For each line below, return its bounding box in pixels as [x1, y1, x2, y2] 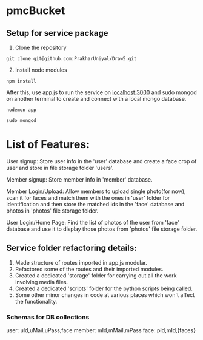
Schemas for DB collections [6, 313, 90, 321]
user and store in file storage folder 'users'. [6, 164, 114, 171]
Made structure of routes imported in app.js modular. [15, 259, 147, 266]
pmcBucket [6, 4, 65, 18]
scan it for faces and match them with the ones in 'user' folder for [6, 194, 170, 201]
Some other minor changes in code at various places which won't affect [15, 291, 195, 298]
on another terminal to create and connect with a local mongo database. [6, 95, 187, 102]
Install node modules [15, 66, 68, 73]
